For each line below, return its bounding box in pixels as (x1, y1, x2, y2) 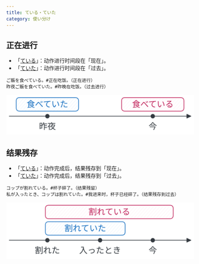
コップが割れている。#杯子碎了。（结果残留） (6, 185, 100, 191)
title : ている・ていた (6, 10, 57, 15)
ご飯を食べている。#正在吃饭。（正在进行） (6, 77, 95, 83)
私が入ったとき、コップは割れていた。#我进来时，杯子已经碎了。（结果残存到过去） (6, 191, 179, 198)
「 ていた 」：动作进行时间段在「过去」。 (14, 64, 109, 72)
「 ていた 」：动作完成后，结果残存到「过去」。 (14, 172, 125, 179)
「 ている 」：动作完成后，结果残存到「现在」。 (14, 164, 125, 172)
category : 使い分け (6, 15, 51, 22)
